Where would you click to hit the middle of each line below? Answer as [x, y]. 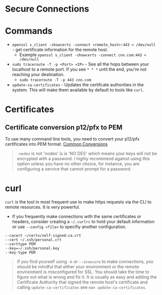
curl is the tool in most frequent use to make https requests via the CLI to [78, 202]
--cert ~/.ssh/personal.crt [33, 240]
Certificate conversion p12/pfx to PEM [64, 127]
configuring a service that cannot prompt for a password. [74, 169]
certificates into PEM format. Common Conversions [57, 144]
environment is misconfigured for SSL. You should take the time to [83, 272]
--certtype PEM [20, 244]
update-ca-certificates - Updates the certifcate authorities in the [78, 85]
